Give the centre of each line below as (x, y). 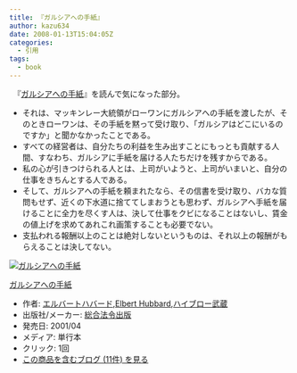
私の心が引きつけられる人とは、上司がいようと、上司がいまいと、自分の (155, 168)
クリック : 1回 (45, 348)
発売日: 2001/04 (52, 326)
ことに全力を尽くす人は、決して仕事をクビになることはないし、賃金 (163, 213)
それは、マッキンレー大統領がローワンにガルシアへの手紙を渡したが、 (151, 112)
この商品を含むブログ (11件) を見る (85, 359)
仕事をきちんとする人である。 (77, 179)
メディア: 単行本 (52, 336)
